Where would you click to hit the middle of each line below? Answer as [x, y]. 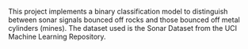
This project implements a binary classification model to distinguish [118, 11]
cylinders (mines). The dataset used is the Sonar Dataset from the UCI [123, 28]
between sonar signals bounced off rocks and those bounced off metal [124, 20]
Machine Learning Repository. [57, 36]
